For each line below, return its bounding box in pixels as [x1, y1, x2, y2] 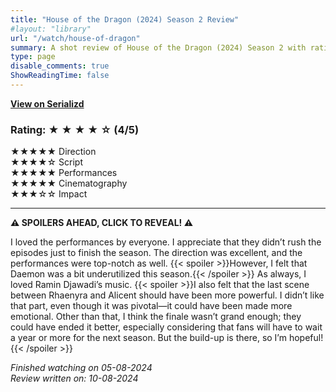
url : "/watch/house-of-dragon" [10, 33, 141, 43]
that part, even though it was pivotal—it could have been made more [10, 300, 293, 312]
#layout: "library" [10, 24, 92, 34]
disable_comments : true [10, 61, 110, 71]
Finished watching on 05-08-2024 [10, 362, 153, 374]
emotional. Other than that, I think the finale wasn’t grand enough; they [10, 311, 302, 323]
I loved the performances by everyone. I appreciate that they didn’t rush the [10, 236, 322, 248]
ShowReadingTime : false [10, 71, 110, 81]
